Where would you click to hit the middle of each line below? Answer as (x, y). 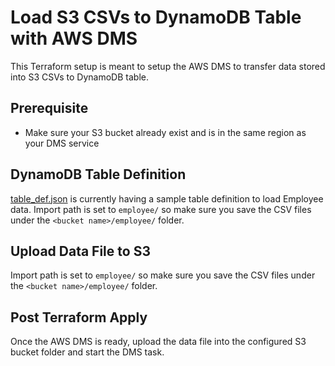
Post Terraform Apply (79, 317)
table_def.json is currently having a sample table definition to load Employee (167, 198)
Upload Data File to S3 (80, 251)
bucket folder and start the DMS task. (87, 352)
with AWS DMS (74, 38)
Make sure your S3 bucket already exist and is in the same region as (165, 132)
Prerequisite (49, 108)
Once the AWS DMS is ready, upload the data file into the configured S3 (158, 342)
